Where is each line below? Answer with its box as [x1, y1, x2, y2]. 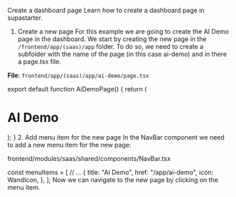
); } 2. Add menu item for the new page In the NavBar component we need [7, 133, 225, 141]
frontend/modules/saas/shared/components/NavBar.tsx [7, 154, 171, 162]
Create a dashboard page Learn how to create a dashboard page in [7, 6, 205, 14]
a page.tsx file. [17, 57, 62, 66]
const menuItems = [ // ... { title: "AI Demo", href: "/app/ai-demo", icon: [7, 168, 214, 176]
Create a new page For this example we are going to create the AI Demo [17, 28, 230, 35]
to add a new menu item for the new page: [7, 140, 132, 149]
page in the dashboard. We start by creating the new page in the [17, 35, 207, 43]
